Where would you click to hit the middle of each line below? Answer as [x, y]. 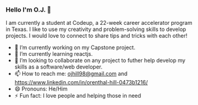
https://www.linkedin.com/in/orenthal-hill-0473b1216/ [81, 83]
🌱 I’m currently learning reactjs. [54, 54]
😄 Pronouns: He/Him [41, 89]
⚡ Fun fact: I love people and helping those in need [78, 96]
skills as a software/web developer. [58, 67]
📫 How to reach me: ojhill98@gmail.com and [71, 74]
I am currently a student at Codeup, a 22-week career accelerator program [99, 23]
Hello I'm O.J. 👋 [28, 10]
